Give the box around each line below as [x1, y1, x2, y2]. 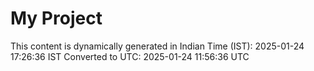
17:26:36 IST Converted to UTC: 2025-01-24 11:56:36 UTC [10, 50, 250, 62]
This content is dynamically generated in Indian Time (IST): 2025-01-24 [10, 40, 305, 52]
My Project [10, 7, 103, 30]
